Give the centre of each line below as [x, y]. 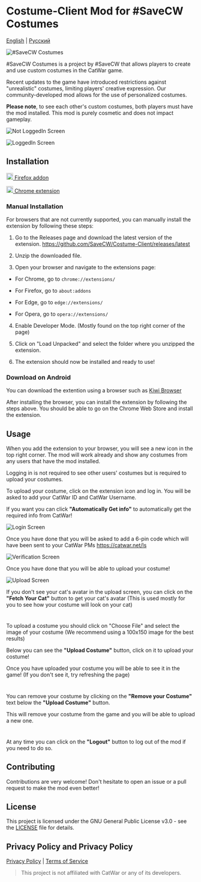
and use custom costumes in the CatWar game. [65, 70]
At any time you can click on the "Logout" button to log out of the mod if [96, 742]
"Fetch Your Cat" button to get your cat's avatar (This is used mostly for [96, 598]
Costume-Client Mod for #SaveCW [95, 11]
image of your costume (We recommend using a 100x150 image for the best [100, 632]
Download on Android [38, 377]
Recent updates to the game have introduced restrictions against [86, 82]
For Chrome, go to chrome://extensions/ [65, 279]
